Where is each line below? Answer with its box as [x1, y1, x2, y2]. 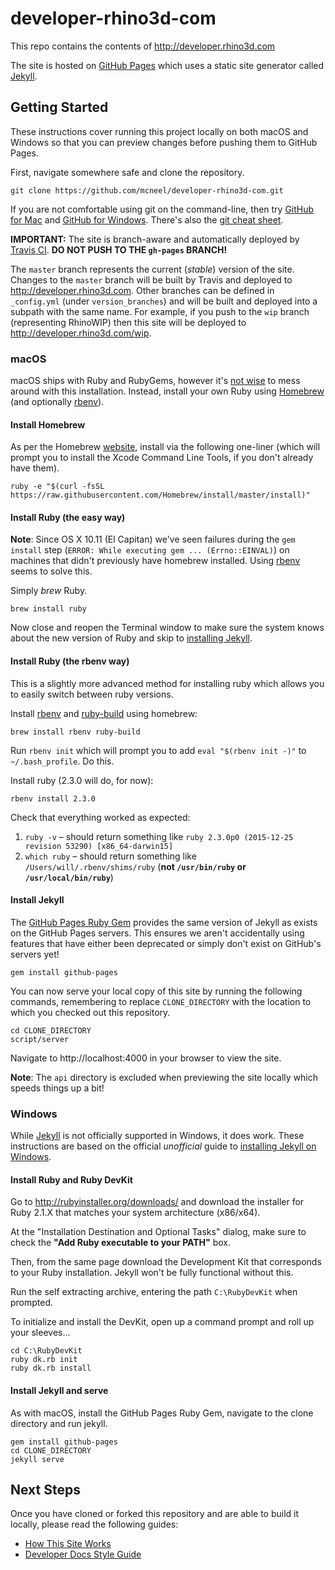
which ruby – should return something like [24, 850, 197, 862]
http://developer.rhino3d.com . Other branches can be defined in [10, 284, 275, 296]
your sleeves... [10, 1327, 71, 1339]
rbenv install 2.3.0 [10, 793, 97, 804]
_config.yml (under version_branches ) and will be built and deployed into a [10, 295, 318, 307]
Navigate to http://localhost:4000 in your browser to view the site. [10, 1052, 282, 1064]
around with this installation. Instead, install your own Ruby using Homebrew [10, 385, 325, 397]
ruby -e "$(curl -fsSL [10, 482, 105, 492]
